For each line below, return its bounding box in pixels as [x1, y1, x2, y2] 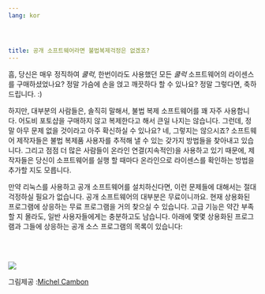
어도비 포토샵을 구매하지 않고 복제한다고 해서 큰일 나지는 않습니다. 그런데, [18, 115, 244, 125]
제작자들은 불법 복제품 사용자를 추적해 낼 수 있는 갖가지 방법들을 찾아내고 [16, 135, 240, 145]
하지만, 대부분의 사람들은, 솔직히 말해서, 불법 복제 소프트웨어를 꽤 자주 [8, 106, 222, 115]
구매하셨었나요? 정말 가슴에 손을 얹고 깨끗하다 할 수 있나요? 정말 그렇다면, [16, 79, 242, 89]
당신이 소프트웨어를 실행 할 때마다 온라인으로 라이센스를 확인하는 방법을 [35, 155, 255, 164]
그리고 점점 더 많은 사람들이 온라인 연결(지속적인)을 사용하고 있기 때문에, [24, 145, 247, 155]
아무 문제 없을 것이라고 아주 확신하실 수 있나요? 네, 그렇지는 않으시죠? [16, 126, 230, 135]
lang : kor [8, 11, 41, 20]
